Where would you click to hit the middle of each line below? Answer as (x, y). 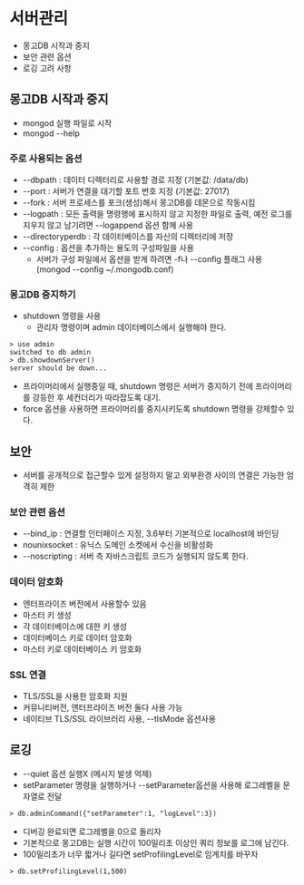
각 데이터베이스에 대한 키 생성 (74, 626)
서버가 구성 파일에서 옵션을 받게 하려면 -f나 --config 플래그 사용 (149, 259)
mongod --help (51, 133)
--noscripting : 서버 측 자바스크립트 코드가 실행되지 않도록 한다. (135, 556)
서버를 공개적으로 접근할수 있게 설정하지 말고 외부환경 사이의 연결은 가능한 (153, 475)
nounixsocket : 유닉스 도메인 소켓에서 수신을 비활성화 (118, 545)
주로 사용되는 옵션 (46, 158)
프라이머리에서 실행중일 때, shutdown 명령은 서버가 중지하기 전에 (138, 386)
